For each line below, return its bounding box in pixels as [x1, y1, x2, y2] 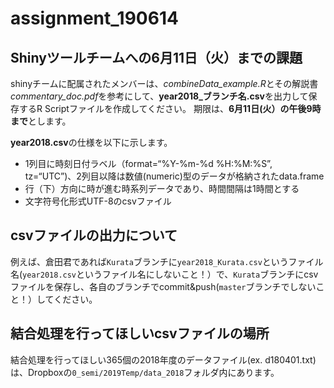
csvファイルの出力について [10, 227, 178, 244]
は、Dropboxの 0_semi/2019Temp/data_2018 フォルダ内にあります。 [10, 366, 280, 378]
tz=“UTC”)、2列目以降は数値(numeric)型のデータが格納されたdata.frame [24, 170, 325, 182]
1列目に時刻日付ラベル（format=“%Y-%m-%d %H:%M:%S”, [24, 158, 273, 169]
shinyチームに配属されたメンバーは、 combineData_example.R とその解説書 [10, 78, 319, 89]
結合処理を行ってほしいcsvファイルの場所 [10, 325, 270, 342]
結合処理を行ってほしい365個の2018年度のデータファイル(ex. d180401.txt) [10, 353, 317, 366]
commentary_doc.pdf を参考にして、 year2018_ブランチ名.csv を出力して [10, 90, 309, 102]
